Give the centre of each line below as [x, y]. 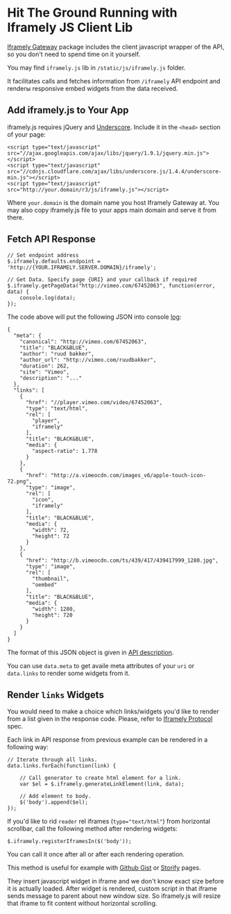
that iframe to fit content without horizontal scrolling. [82, 904]
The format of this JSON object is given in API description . [91, 652]
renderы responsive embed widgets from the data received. [93, 88]
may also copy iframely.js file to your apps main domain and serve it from [112, 210]
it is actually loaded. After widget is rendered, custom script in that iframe [112, 889]
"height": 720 [52, 615]
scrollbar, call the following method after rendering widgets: [93, 829]
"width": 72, [51, 530]
